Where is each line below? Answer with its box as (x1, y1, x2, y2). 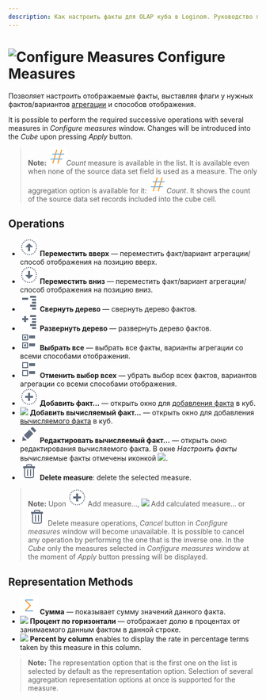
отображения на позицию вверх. (46, 258, 158, 267)
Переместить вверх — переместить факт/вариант (39, 249, 212, 258)
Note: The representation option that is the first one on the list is (27, 658, 237, 667)
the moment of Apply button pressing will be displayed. (27, 552, 208, 562)
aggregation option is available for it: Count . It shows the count (27, 186, 251, 195)
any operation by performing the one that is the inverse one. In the (27, 535, 245, 545)
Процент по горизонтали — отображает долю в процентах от (29, 617, 241, 626)
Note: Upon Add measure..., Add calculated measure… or (27, 499, 245, 509)
